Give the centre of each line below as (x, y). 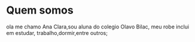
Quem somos (40, 10)
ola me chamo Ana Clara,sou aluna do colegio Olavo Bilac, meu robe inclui (98, 27)
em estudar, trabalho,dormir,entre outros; (57, 33)
